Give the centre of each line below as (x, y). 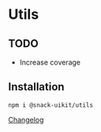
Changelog (26, 119)
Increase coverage (50, 62)
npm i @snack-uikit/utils (50, 105)
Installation (36, 87)
